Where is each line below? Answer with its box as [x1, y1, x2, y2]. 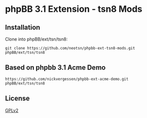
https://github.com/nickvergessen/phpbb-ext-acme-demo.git [5, 77, 129, 81]
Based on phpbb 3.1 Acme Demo [5, 63, 106, 72]
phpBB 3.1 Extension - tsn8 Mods [5, 3, 143, 15]
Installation [5, 23, 40, 32]
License [5, 94, 30, 103]
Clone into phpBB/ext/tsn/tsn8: [5, 36, 68, 42]
